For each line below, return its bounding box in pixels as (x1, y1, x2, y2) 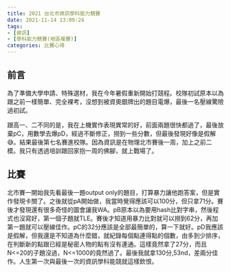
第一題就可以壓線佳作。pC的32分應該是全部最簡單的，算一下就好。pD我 (7, 222, 212, 231)
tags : (7, 23, 23, 30)
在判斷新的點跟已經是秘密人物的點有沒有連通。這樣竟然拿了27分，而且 (7, 240, 208, 248)
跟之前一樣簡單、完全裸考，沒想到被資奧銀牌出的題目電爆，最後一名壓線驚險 (7, 97, 224, 105)
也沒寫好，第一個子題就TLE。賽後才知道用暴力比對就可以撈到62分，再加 (12, 214, 219, 222)
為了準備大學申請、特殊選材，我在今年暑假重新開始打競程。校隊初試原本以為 (7, 89, 224, 97)
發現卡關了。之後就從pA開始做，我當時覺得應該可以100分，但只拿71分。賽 (12, 197, 223, 205)
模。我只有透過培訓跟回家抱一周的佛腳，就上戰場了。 (7, 146, 158, 155)
